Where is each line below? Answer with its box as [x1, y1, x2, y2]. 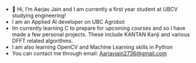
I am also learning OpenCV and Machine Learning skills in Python [11, 43, 173, 51]
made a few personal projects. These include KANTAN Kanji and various [11, 31, 190, 38]
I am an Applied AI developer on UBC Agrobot [11, 18, 125, 25]
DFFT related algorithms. [11, 37, 73, 44]
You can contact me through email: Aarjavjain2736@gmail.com [11, 50, 167, 56]
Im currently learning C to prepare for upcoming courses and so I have [11, 24, 186, 31]
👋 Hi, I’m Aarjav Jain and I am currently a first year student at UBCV [11, 6, 178, 12]
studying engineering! [11, 12, 66, 19]
